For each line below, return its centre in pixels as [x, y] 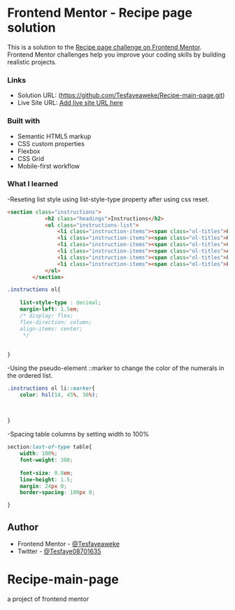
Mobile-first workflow [49, 166]
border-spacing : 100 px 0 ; [58, 492]
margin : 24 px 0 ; [44, 486]
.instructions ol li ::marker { [51, 389]
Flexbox [29, 151]
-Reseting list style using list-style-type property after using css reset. [108, 199]
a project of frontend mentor [48, 599]
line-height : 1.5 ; [47, 480]
